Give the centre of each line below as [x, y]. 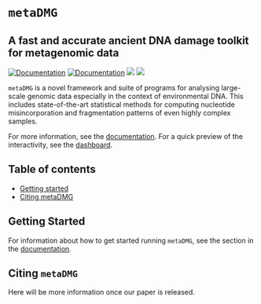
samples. [23, 121]
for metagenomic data [64, 53]
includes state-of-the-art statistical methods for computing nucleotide [122, 104]
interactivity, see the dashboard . [61, 145]
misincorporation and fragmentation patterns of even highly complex [119, 113]
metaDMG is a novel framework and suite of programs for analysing [114, 88]
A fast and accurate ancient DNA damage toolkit [129, 40]
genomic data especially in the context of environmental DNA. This [135, 96]
